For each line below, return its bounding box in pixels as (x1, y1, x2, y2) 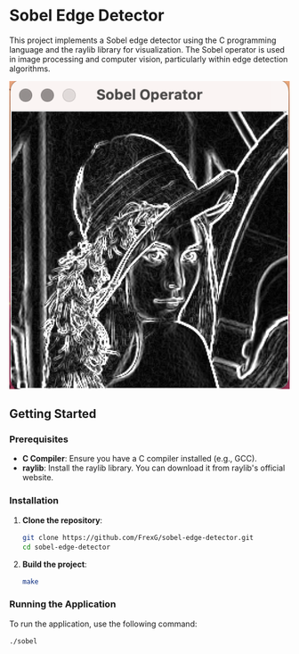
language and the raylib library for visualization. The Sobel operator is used (9, 44, 285, 54)
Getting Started (9, 406, 97, 421)
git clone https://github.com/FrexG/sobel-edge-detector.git (21, 533, 255, 542)
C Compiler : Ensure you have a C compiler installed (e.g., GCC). (21, 454, 258, 464)
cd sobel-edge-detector (21, 543, 111, 552)
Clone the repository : (21, 514, 103, 526)
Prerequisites (9, 433, 69, 446)
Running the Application (9, 598, 117, 610)
